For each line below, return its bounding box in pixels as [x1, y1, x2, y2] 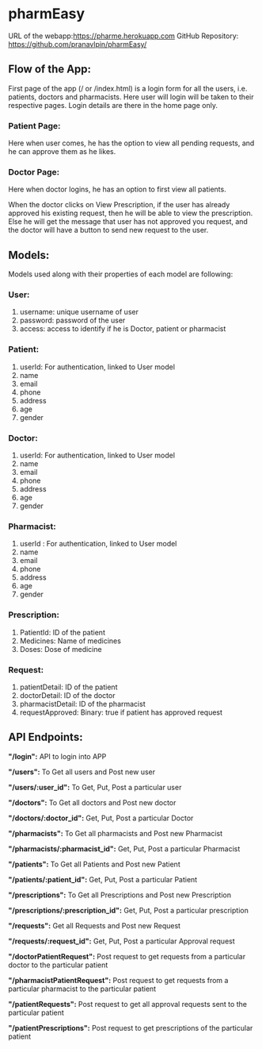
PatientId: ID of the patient [19, 627, 105, 637]
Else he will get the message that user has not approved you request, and [8, 217, 248, 226]
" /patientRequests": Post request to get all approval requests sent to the [8, 999, 248, 1009]
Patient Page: [8, 120, 61, 131]
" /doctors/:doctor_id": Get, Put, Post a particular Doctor [8, 813, 194, 823]
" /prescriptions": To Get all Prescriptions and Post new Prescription [8, 890, 232, 900]
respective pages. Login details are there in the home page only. [8, 100, 218, 110]
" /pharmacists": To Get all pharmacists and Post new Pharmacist [8, 828, 223, 838]
